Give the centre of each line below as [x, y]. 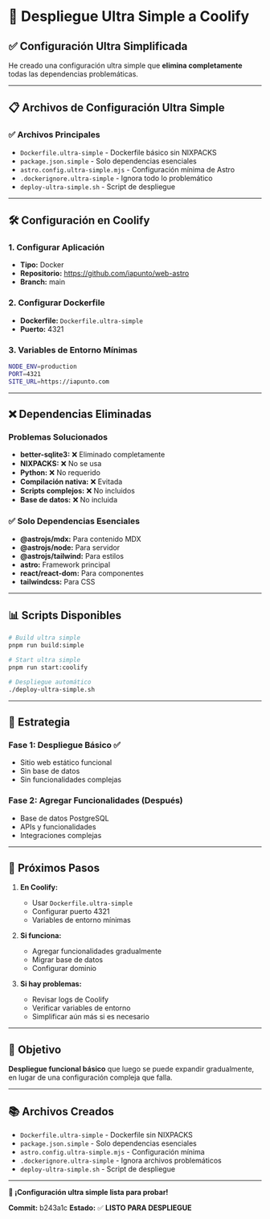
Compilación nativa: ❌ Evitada [71, 481]
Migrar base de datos [67, 960]
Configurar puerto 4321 [71, 911]
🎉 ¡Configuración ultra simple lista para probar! [88, 1192]
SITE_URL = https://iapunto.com [59, 382]
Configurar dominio [64, 969]
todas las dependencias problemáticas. [74, 74]
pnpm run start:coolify [48, 667]
